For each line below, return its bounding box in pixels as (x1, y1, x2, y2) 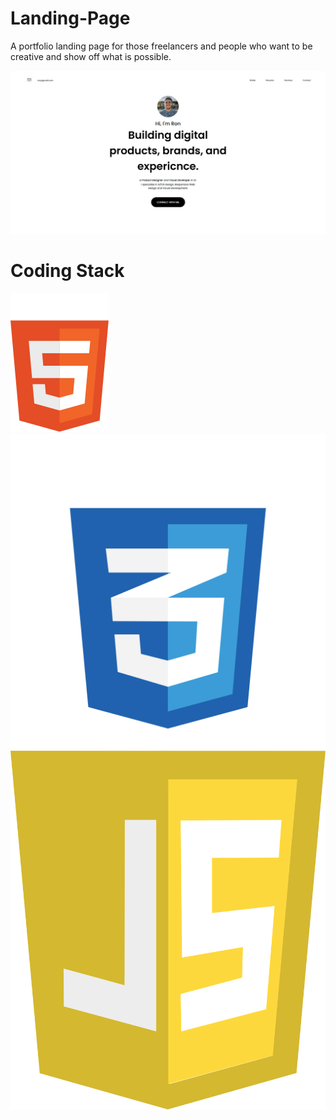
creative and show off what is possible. (10, 50, 172, 62)
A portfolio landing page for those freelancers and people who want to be (10, 40, 313, 52)
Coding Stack (10, 260, 125, 282)
